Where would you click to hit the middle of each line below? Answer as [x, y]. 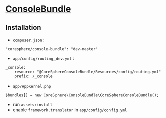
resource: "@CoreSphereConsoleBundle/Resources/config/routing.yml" [88, 72]
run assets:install [33, 105]
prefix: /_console [34, 76]
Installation [23, 28]
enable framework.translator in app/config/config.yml [70, 110]
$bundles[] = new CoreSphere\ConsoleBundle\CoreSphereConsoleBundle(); [82, 95]
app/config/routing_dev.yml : [43, 58]
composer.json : [29, 40]
